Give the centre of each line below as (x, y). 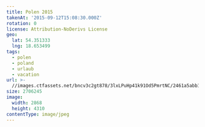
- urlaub (23, 69)
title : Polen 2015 (30, 12)
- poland (23, 63)
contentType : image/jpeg (38, 114)
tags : (13, 52)
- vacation (26, 74)
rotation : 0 (21, 23)
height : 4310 (28, 108)
